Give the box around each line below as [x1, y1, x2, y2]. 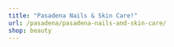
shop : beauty [8, 26, 52, 34]
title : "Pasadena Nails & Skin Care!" [8, 11, 138, 20]
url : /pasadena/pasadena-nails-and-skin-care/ [8, 19, 167, 27]
